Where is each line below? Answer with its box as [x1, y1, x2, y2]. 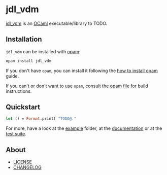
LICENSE [13, 159, 32, 165]
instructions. [6, 88, 32, 94]
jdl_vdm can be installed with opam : [6, 48, 81, 54]
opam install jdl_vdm [6, 58, 52, 63]
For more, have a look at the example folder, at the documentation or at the [6, 125, 162, 131]
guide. [6, 73, 19, 79]
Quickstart [6, 103, 41, 112]
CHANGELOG [13, 164, 42, 170]
